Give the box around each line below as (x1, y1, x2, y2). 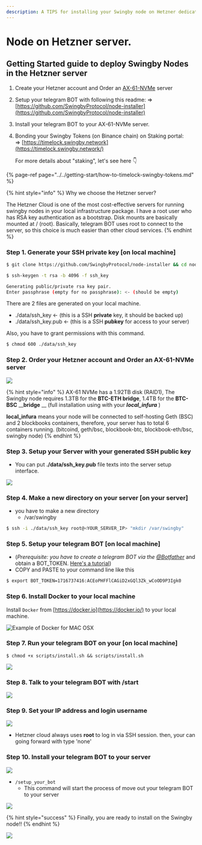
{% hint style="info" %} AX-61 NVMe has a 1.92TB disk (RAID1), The (6, 388, 175, 395)
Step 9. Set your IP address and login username (6, 707, 147, 715)
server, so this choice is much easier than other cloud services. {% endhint (6, 226, 192, 234)
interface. (14, 467, 39, 474)
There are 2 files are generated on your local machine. (6, 300, 141, 307)
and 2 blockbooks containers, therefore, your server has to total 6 (6, 419, 170, 426)
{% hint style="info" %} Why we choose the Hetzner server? (6, 189, 156, 196)
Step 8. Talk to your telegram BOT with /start (6, 678, 139, 686)
